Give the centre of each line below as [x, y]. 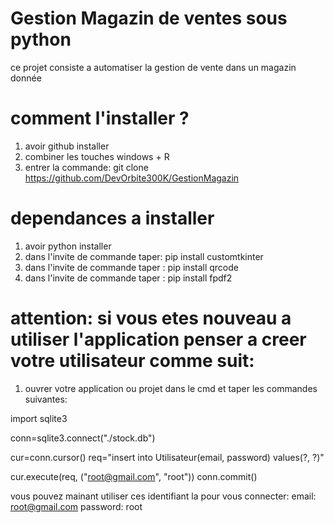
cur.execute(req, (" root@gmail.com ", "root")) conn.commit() [134, 476]
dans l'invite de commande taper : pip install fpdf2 [128, 278]
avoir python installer [68, 246]
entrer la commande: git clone [86, 167]
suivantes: [46, 399]
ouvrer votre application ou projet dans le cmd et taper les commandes [171, 388]
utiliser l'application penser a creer [158, 339]
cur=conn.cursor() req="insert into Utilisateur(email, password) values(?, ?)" [167, 457]
